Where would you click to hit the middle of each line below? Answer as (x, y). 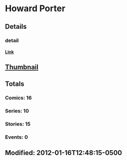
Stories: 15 (18, 124)
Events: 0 (17, 137)
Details (16, 27)
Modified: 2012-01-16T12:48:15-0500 (64, 152)
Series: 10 (17, 111)
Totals (15, 84)
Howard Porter (35, 9)
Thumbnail (22, 67)
